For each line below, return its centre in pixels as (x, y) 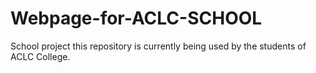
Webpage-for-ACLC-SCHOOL (136, 18)
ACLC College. (40, 56)
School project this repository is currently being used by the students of (158, 46)
